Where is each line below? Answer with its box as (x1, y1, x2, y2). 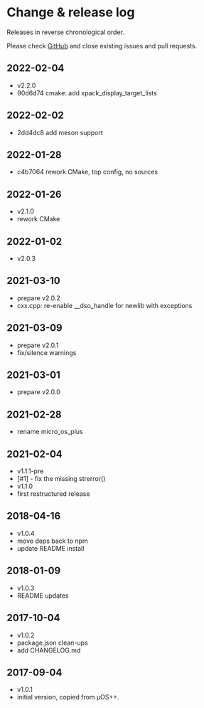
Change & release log (6, 4, 135, 21)
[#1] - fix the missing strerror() (16, 475, 106, 483)
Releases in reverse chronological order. (6, 28, 125, 36)
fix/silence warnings (16, 348, 77, 356)
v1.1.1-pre (16, 467, 44, 475)
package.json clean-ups (16, 638, 88, 647)
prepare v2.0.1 (16, 341, 59, 349)
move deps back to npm (16, 537, 88, 545)
